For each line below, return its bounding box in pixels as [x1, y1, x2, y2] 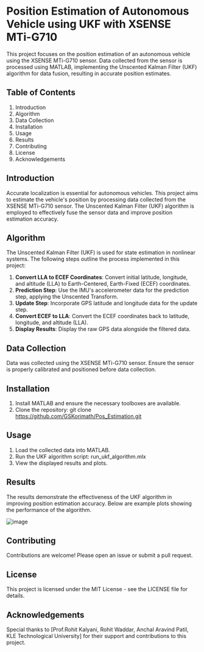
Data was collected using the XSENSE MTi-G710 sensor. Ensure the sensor [6, 360, 194, 367]
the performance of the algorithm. [6, 506, 91, 513]
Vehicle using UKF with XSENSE [6, 17, 172, 31]
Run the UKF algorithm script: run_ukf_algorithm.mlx [15, 453, 146, 460]
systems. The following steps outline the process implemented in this [6, 255, 180, 263]
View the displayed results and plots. [15, 459, 108, 467]
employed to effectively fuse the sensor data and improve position [6, 208, 172, 216]
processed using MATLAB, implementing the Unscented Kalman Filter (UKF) [6, 63, 197, 71]
